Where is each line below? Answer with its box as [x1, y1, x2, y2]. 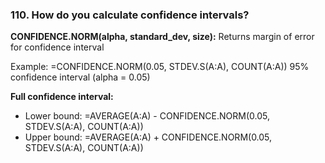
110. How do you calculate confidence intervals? [10, 8, 250, 22]
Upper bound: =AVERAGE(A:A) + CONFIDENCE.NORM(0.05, [24, 131, 273, 143]
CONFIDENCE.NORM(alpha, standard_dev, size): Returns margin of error [10, 31, 315, 43]
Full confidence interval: [10, 91, 114, 103]
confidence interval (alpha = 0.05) [10, 71, 151, 83]
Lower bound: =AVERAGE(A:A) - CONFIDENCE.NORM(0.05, [24, 110, 270, 122]
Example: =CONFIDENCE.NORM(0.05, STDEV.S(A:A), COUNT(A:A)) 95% [10, 61, 310, 73]
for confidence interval [10, 41, 105, 53]
